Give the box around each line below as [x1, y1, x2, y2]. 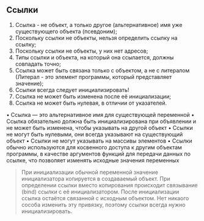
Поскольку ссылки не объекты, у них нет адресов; [15, 47, 148, 54]
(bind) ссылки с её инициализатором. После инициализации [21, 188, 180, 195]
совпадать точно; [15, 60, 61, 67]
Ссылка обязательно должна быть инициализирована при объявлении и [6, 118, 197, 125]
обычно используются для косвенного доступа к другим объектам [6, 143, 182, 151]
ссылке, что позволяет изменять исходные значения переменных [6, 156, 180, 164]
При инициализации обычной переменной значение [21, 168, 159, 176]
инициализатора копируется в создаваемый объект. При [21, 174, 170, 182]
